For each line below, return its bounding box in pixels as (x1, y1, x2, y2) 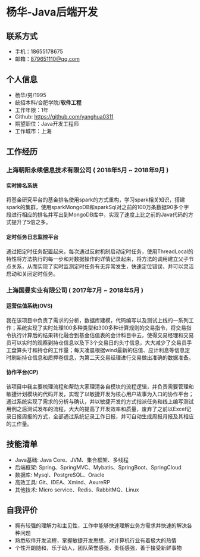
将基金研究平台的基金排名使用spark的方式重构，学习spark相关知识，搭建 (6, 196, 186, 203)
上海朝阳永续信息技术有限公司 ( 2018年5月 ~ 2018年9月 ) (6, 166, 169, 175)
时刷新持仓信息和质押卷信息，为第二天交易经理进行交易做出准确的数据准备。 (6, 354, 194, 361)
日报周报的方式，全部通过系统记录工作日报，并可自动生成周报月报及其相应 (11, 412, 194, 420)
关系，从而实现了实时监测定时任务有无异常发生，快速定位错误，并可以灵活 (11, 263, 194, 270)
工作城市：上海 (14, 127, 52, 135)
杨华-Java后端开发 (6, 5, 98, 19)
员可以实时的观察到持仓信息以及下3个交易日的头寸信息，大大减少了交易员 (6, 339, 187, 346)
